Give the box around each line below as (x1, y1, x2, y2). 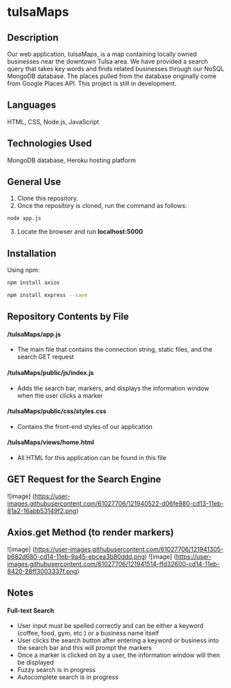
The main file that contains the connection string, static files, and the (17, 345, 212, 354)
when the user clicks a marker (17, 391, 103, 399)
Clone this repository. (17, 194, 79, 202)
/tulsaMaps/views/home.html (7, 438, 94, 446)
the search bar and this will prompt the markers (17, 644, 152, 652)
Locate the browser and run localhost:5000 (17, 227, 143, 236)
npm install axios (7, 279, 60, 287)
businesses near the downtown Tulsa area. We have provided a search (7, 57, 208, 66)
